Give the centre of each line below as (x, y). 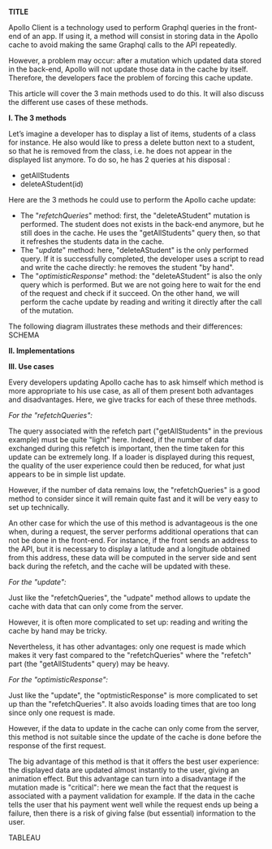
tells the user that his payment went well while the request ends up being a (134, 805)
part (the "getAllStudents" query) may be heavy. (89, 664)
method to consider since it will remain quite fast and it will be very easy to (133, 499)
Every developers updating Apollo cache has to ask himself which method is (136, 382)
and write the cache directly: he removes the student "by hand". (127, 267)
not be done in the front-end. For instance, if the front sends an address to (133, 540)
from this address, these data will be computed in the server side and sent (133, 557)
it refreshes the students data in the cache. (92, 242)
